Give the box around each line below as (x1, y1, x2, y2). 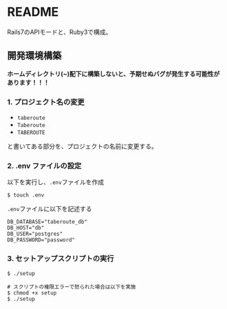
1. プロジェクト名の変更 (7, 97, 85, 107)
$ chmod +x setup (7, 289, 57, 297)
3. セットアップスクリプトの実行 (7, 254, 115, 263)
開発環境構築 (7, 50, 62, 62)
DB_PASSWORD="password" (7, 237, 76, 243)
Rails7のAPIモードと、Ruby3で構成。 (7, 28, 112, 36)
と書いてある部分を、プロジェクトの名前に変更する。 (7, 142, 158, 150)
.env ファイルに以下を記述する (7, 205, 92, 213)
